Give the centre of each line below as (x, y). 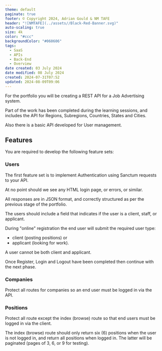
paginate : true (20, 14)
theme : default (20, 9)
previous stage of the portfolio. (36, 204)
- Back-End (20, 59)
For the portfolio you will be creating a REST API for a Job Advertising (75, 96)
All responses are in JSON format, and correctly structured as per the (75, 199)
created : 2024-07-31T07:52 (32, 77)
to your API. (17, 180)
